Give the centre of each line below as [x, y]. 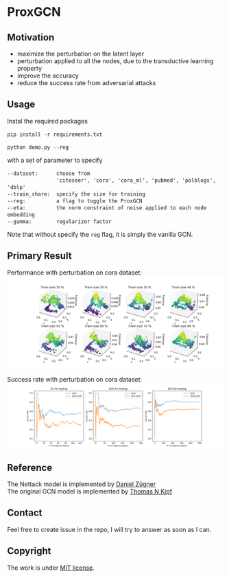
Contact [25, 513]
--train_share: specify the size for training [76, 194]
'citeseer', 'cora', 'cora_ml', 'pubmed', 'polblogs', [136, 180]
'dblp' [16, 187]
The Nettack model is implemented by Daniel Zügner [82, 484]
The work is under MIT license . [51, 568]
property [29, 68]
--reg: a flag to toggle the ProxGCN [75, 201]
